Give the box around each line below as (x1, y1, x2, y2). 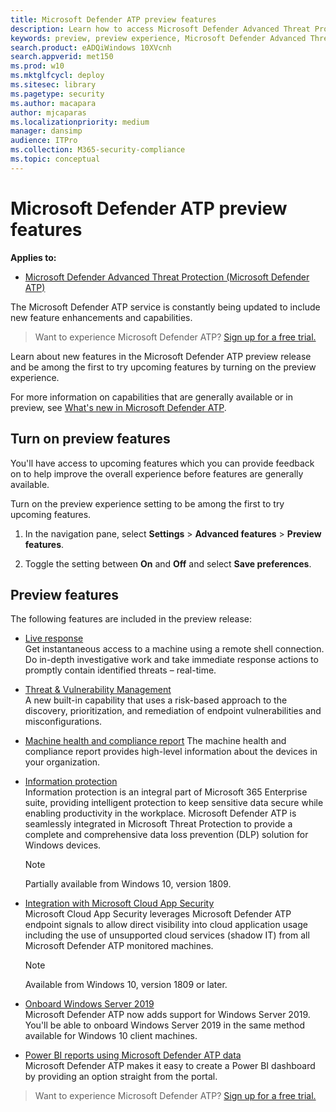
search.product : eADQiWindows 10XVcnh (10, 42, 172, 53)
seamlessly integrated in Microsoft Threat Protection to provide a (24, 818, 293, 830)
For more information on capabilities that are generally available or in (10, 391, 293, 403)
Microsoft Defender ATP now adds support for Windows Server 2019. (24, 1009, 311, 1021)
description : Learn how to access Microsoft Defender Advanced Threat (10, 24, 311, 34)
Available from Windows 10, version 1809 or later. (24, 979, 228, 991)
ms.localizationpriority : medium (10, 117, 150, 127)
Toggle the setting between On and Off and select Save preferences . (24, 557, 312, 570)
